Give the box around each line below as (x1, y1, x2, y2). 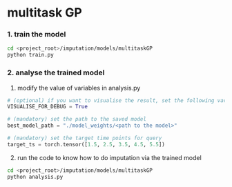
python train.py (7, 52, 54, 59)
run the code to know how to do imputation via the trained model (17, 153, 202, 161)
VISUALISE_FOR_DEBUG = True (7, 104, 88, 110)
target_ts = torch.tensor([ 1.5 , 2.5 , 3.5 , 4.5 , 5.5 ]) (7, 141, 166, 148)
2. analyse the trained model (7, 68, 105, 77)
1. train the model (7, 30, 66, 39)
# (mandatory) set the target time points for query (7, 135, 162, 142)
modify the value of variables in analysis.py (17, 83, 141, 92)
